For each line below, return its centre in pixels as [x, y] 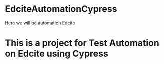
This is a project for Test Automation [82, 43]
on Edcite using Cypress [56, 54]
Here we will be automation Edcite [40, 23]
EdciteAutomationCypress [61, 9]
